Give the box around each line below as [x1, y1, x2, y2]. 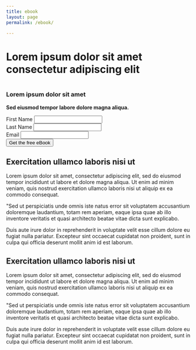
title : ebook [6, 8, 38, 15]
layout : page [6, 14, 38, 20]
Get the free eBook [9, 139, 51, 146]
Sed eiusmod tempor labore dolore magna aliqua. [6, 104, 129, 111]
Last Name [6, 123, 32, 130]
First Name [6, 115, 33, 122]
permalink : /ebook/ [6, 19, 54, 25]
